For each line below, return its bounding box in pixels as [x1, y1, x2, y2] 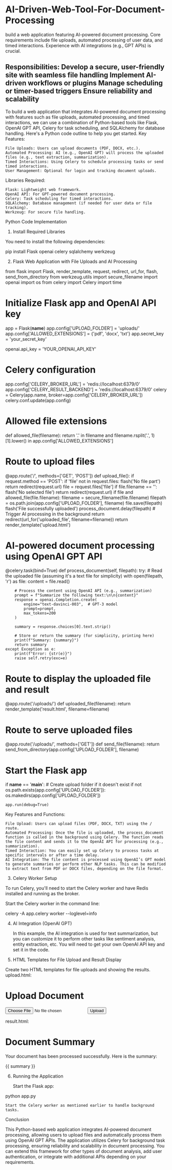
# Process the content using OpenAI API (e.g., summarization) [14, 588, 153, 593]
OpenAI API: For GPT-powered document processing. [5, 191, 116, 197]
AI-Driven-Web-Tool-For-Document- [5, 4, 165, 15]
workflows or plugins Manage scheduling [28, 79, 163, 88]
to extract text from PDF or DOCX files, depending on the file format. [5, 866, 164, 871]
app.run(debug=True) [5, 802, 50, 808]
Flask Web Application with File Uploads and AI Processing [12, 258, 137, 264]
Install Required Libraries [12, 228, 66, 235]
